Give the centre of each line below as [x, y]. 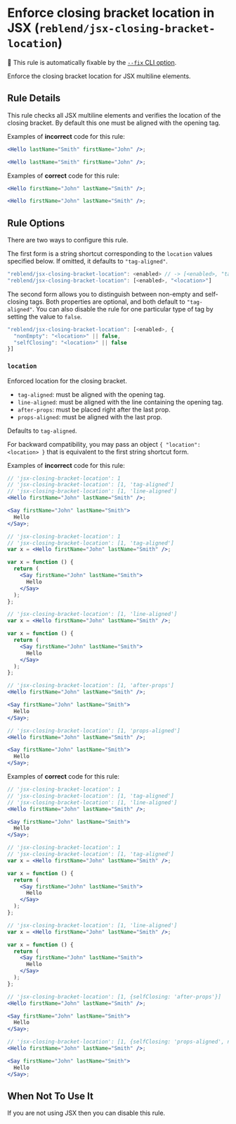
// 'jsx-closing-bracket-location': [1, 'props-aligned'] [94, 731]
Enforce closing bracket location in [111, 13]
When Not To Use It [50, 1096]
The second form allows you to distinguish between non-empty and [105, 294]
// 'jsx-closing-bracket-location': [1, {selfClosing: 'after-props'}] [114, 996]
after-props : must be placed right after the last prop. [94, 409]
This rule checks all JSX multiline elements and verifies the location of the [114, 115]
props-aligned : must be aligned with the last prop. [90, 416]
